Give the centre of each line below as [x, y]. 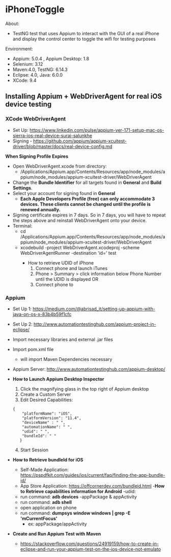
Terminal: [22, 226]
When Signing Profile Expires [37, 156]
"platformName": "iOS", [47, 414]
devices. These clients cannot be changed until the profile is [85, 204]
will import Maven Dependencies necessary [66, 359]
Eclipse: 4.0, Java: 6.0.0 [37, 75]
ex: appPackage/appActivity [58, 524]
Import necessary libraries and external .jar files [63, 339]
